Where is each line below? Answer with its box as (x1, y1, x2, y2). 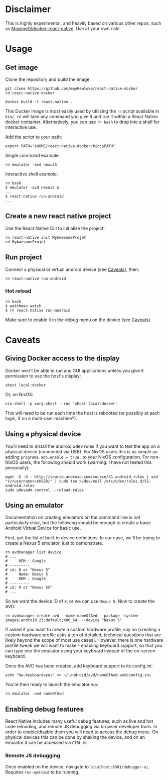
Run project (5, 253, 43, 262)
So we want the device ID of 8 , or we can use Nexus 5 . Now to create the (5, 598, 155, 604)
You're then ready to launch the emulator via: (5, 681, 99, 688)
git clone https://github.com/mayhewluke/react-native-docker (5, 86, 138, 91)
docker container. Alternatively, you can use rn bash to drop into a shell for (5, 119, 159, 125)
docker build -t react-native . (5, 99, 73, 104)
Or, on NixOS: (5, 391, 34, 398)
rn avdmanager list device (5, 550, 62, 555)
